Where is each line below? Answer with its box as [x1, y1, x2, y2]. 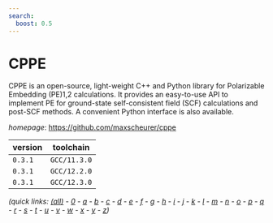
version [12, 142, 43, 153]
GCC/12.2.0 [50, 167, 93, 176]
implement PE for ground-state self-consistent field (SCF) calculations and [8, 98, 258, 108]
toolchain [52, 142, 90, 153]
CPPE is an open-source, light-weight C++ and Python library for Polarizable [8, 81, 265, 91]
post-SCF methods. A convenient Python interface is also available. [8, 107, 234, 117]
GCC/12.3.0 [50, 178, 93, 187]
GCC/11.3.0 [50, 156, 93, 165]
